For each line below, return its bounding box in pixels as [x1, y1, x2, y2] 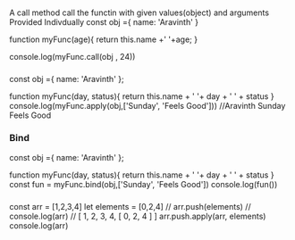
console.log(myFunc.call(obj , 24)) [9, 51, 136, 62]
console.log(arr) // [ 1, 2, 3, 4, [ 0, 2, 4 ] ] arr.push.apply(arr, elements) [9, 211, 266, 221]
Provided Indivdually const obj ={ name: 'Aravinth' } [9, 16, 199, 27]
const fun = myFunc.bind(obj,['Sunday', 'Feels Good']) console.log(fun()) [9, 178, 278, 189]
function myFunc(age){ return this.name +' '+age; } [9, 34, 198, 45]
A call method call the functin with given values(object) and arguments [9, 7, 270, 18]
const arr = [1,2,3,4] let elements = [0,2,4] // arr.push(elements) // [9, 201, 252, 211]
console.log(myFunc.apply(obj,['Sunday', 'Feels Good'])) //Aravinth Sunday [9, 100, 286, 111]
